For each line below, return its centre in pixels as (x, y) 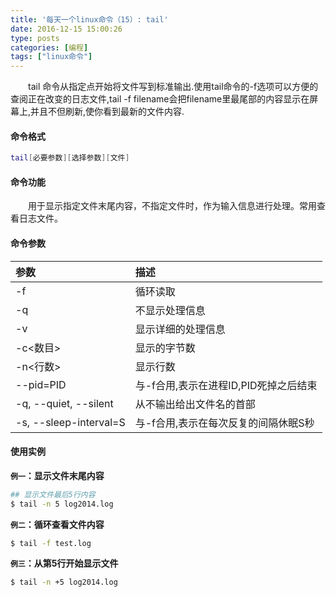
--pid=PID (41, 384)
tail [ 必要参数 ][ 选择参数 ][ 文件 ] (70, 158)
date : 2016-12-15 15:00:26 (66, 29)
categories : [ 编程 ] (49, 47)
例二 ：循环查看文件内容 (57, 524)
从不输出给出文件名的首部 (195, 404)
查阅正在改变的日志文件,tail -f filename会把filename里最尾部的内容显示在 (160, 99)
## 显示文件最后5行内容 (53, 494)
